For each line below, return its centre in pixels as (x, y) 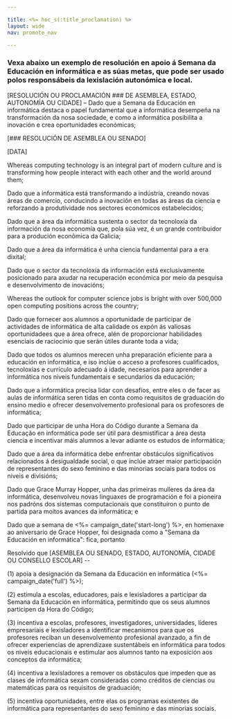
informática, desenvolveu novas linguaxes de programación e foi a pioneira (114, 497)
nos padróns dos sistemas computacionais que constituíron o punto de (108, 504)
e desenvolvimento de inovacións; (56, 285)
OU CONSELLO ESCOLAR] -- (48, 560)
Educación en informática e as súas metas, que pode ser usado (116, 71)
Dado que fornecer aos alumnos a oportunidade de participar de (99, 319)
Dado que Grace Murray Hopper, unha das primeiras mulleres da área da (111, 489)
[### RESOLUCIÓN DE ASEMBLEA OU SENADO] (77, 138)
